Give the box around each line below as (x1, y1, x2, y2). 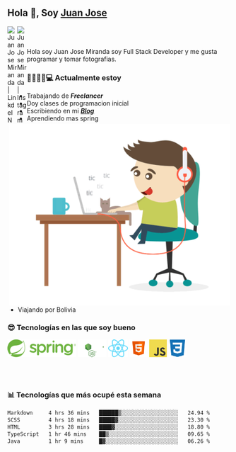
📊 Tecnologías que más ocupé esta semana (7, 390, 162, 400)
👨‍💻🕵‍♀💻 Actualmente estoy (27, 72, 122, 82)
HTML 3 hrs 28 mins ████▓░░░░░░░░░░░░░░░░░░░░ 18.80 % (7, 424, 211, 431)
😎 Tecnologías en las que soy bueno (7, 323, 136, 333)
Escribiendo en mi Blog (27, 107, 95, 115)
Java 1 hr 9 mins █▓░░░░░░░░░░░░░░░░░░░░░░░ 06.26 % (7, 438, 211, 445)
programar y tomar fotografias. (27, 55, 117, 63)
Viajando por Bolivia (17, 305, 76, 314)
